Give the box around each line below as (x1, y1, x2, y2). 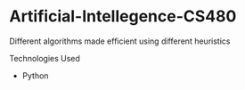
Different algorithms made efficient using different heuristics (9, 36, 231, 46)
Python (21, 70, 49, 81)
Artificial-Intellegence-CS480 (9, 6, 237, 27)
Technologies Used (9, 53, 80, 63)
